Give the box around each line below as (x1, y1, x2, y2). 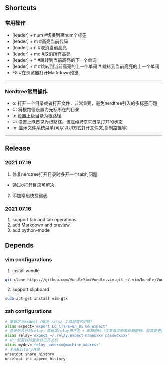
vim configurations (5, 256, 52, 263)
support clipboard (12, 286, 49, 292)
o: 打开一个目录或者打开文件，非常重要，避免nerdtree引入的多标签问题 (12, 100, 158, 106)
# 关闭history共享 (5, 347, 40, 352)
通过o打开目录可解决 (12, 182, 55, 188)
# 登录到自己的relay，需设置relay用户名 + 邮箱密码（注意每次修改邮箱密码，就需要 (5, 328, 157, 333)
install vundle (12, 267, 40, 273)
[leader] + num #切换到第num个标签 (12, 32, 87, 38)
